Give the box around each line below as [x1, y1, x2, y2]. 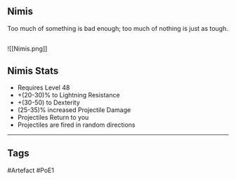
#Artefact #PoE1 [7, 166, 55, 174]
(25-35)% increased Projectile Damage [17, 106, 131, 114]
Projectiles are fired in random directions [17, 120, 136, 129]
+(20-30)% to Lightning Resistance [17, 91, 121, 99]
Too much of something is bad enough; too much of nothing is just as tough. [7, 24, 228, 32]
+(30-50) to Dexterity [17, 98, 81, 107]
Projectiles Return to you [17, 113, 89, 122]
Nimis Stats [7, 64, 59, 76]
